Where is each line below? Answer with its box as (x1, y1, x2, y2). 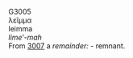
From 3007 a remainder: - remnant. (8, 41, 126, 51)
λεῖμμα (8, 15, 32, 25)
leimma (8, 24, 33, 33)
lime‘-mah (8, 32, 43, 42)
